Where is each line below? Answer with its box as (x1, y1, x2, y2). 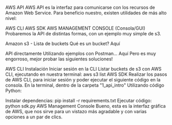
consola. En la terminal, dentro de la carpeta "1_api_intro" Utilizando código (5, 82, 164, 88)
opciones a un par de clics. (5, 114, 63, 120)
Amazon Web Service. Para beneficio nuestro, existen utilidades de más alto (5, 10, 167, 16)
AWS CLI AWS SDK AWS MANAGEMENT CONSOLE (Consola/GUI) (5, 25, 145, 31)
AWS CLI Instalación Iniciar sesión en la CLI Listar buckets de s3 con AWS (5, 66, 162, 72)
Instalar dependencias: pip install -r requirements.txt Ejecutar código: (5, 97, 152, 103)
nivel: (5, 15, 17, 21)
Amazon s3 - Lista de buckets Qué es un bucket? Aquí (5, 40, 121, 47)
